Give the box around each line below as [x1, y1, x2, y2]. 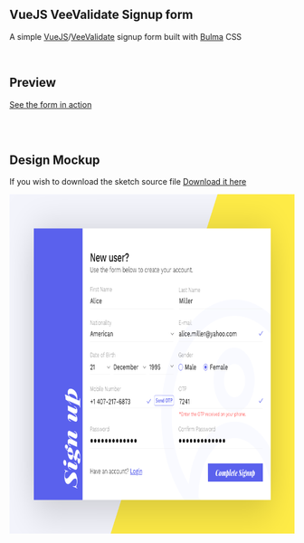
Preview [9, 75, 57, 90]
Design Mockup [9, 153, 100, 168]
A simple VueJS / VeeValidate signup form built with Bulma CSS [9, 31, 242, 42]
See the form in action [9, 99, 92, 110]
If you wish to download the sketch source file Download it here [9, 176, 247, 187]
